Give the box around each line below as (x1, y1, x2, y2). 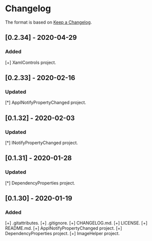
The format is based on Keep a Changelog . (5, 19, 92, 25)
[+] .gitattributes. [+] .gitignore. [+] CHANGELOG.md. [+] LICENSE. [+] (5, 220, 148, 226)
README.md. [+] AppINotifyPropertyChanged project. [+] (5, 225, 122, 231)
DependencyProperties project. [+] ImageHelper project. (5, 231, 120, 237)
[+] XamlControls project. (5, 60, 57, 65)
